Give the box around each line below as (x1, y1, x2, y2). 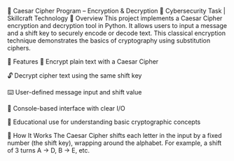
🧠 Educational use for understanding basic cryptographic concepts (7, 118, 201, 126)
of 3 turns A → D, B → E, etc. (7, 146, 90, 154)
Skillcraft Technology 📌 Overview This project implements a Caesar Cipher (7, 14, 223, 22)
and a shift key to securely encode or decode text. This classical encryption (7, 29, 226, 37)
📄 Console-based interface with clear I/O (7, 104, 126, 112)
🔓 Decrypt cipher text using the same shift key (7, 71, 142, 80)
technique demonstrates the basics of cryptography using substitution (7, 36, 211, 45)
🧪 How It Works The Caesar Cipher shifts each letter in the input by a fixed (7, 132, 222, 139)
